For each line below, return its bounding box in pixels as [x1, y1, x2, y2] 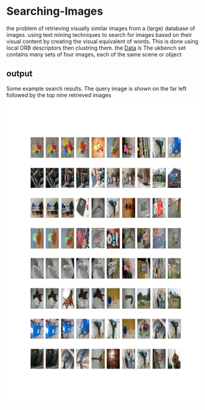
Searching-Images [6, 4, 103, 18]
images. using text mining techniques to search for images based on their [6, 31, 192, 38]
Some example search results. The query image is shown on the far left [6, 85, 187, 92]
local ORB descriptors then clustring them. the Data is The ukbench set [6, 44, 186, 52]
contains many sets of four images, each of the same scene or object [6, 50, 182, 58]
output [6, 69, 33, 79]
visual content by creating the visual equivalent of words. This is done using [6, 37, 198, 45]
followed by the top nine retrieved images [6, 91, 112, 99]
